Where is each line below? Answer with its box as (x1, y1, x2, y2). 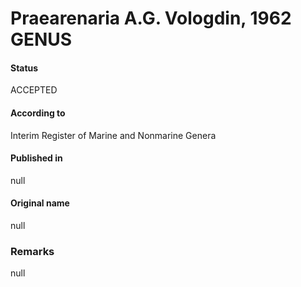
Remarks (10, 244, 55, 258)
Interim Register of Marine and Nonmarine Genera (10, 129, 217, 141)
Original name (10, 197, 70, 209)
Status (10, 62, 39, 74)
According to (10, 107, 66, 119)
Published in (10, 152, 63, 164)
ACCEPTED (10, 84, 58, 96)
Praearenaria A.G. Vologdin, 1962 (10, 7, 292, 30)
